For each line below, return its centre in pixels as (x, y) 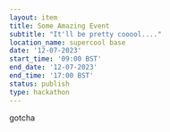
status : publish (39, 84)
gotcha (22, 118)
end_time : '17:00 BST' (51, 76)
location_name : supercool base (68, 42)
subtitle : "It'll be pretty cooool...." (86, 34)
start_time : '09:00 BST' (55, 59)
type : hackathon (39, 92)
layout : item (34, 17)
